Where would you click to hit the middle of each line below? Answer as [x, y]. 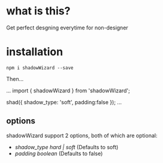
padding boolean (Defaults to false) [59, 153]
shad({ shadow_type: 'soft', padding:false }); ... [64, 102]
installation [35, 52]
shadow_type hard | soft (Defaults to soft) [67, 147]
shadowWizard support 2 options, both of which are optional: [82, 135]
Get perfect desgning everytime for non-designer [67, 28]
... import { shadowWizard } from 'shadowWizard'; [68, 90]
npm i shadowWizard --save [40, 68]
